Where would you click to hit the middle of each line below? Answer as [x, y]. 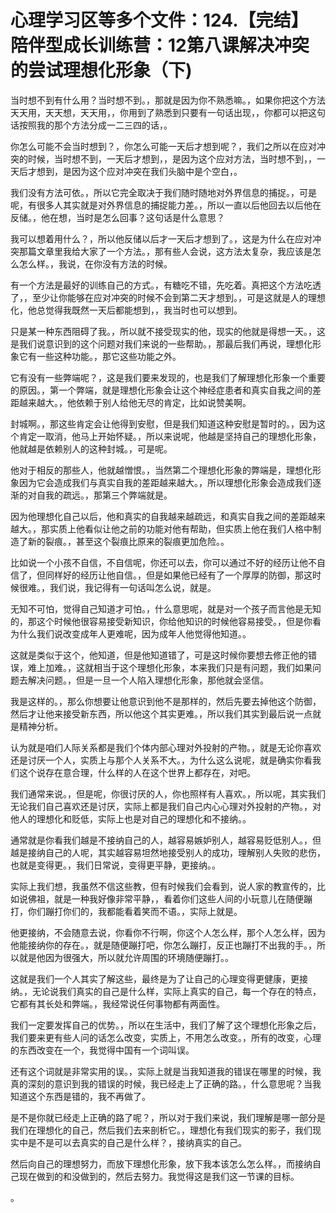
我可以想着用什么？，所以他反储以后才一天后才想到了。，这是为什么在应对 [161, 238]
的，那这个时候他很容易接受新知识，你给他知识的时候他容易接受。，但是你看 [166, 621]
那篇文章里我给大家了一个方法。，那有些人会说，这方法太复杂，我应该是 [165, 251]
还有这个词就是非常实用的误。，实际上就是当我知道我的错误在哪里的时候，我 [166, 1071]
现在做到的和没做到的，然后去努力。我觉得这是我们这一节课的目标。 [159, 1176]
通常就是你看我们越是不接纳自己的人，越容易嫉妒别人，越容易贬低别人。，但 [166, 840]
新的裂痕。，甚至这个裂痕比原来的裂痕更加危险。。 [128, 541]
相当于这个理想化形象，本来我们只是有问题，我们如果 [203, 667]
